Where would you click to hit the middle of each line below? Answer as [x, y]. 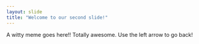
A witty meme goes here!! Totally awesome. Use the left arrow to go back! [100, 34]
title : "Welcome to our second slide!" [57, 17]
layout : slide [24, 12]
